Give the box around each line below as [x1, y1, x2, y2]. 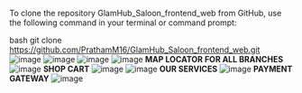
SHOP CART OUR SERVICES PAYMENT [43, 63, 293, 74]
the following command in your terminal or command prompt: [9, 17, 237, 28]
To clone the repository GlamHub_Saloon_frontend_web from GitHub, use [9, 8, 282, 18]
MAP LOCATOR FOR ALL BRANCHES [144, 54, 284, 64]
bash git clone [9, 35, 62, 45]
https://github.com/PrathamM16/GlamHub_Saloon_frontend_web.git [9, 44, 261, 55]
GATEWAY [9, 73, 50, 84]
